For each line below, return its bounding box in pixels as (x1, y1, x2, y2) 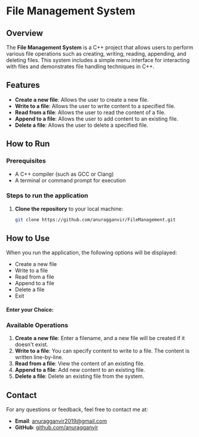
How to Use (6, 233, 50, 243)
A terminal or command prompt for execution (14, 176, 126, 184)
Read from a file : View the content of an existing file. (14, 360, 145, 367)
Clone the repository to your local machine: (14, 205, 124, 212)
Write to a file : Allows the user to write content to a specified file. (14, 102, 176, 109)
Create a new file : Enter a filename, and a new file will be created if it (14, 335, 185, 342)
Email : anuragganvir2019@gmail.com (14, 417, 108, 425)
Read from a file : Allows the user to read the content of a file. (14, 109, 166, 116)
